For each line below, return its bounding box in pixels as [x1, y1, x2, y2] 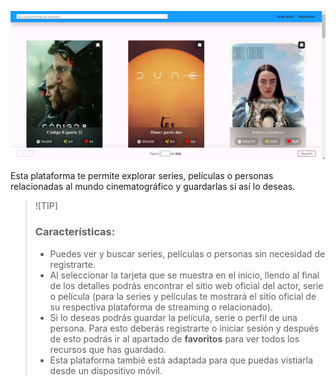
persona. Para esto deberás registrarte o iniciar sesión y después [49, 322, 320, 334]
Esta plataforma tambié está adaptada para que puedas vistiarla [49, 354, 314, 366]
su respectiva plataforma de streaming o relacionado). [49, 301, 274, 313]
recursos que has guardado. [49, 343, 167, 355]
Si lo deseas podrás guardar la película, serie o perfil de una [49, 311, 298, 323]
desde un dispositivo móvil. [49, 364, 163, 376]
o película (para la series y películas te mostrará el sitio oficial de [49, 290, 317, 302]
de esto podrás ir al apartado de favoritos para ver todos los [49, 332, 300, 345]
